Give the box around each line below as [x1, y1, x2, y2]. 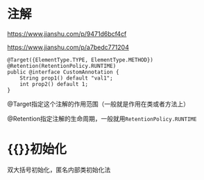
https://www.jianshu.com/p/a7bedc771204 [7, 43, 130, 51]
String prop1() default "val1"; [19, 74, 113, 82]
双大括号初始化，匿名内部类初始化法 [7, 165, 111, 174]
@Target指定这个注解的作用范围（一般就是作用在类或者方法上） [7, 100, 189, 108]
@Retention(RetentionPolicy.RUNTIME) [7, 62, 117, 69]
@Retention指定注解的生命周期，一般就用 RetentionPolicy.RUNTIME [7, 114, 197, 123]
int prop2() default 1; [19, 80, 89, 87]
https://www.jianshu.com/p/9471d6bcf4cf [7, 29, 127, 38]
